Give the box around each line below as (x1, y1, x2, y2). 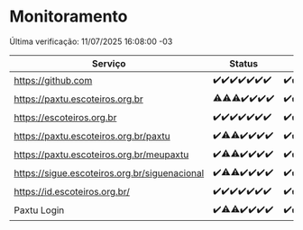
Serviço (91, 57, 126, 69)
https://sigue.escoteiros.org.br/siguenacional (14, 167, 205, 180)
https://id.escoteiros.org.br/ (14, 186, 131, 199)
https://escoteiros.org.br (14, 111, 117, 124)
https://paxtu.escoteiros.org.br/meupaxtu (14, 148, 189, 161)
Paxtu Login (14, 204, 65, 217)
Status (229, 57, 259, 69)
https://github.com (14, 75, 93, 87)
